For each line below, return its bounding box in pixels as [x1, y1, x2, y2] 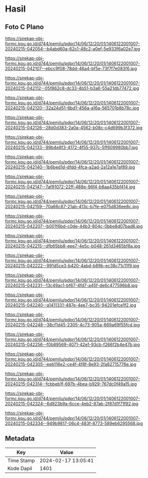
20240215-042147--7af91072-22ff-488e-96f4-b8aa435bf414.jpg [5, 184, 135, 190]
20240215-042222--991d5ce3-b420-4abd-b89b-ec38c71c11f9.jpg [5, 263, 139, 268]
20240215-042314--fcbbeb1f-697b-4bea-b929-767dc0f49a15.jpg [5, 381, 137, 387]
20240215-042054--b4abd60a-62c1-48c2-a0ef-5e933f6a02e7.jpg [5, 46, 140, 51]
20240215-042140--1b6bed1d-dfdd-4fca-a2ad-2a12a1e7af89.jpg [5, 164, 135, 170]
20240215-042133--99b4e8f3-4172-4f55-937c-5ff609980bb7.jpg [5, 145, 138, 150]
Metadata [5, 434, 35, 443]
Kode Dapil [7, 465, 32, 472]
